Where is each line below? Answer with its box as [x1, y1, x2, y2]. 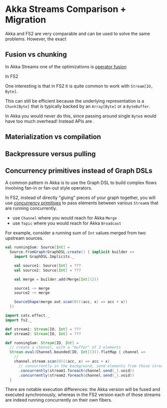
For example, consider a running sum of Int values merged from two [5, 230, 146, 236]
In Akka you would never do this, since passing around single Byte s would [5, 113, 157, 119]
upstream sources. [5, 235, 44, 241]
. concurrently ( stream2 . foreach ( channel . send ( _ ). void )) [18, 373, 135, 378]
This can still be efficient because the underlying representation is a [5, 98, 144, 104]
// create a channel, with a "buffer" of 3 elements [9, 345, 121, 350]
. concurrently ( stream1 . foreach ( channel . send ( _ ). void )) [18, 368, 135, 373]
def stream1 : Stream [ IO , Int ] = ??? [5, 327, 81, 332]
